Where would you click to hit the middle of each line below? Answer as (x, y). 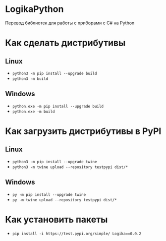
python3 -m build (30, 79)
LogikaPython (34, 9)
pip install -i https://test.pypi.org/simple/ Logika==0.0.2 (77, 234)
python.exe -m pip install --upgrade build (58, 106)
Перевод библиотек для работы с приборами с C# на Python (70, 23)
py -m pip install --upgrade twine (49, 194)
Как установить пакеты (56, 219)
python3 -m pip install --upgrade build (55, 73)
